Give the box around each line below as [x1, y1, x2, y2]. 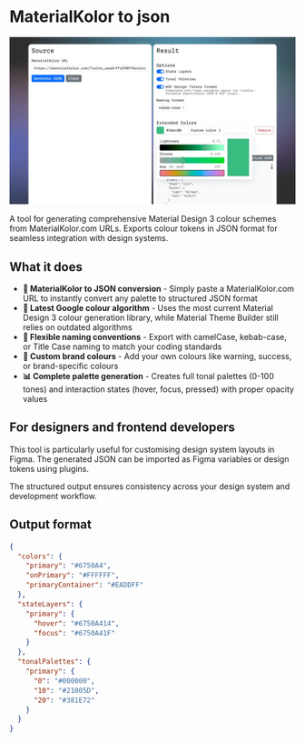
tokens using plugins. [9, 463, 89, 474]
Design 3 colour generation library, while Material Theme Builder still [22, 312, 279, 324]
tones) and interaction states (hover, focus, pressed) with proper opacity [22, 384, 295, 395]
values [22, 394, 48, 405]
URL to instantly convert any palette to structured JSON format [22, 293, 259, 304]
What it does [9, 259, 84, 275]
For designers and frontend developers [9, 420, 236, 436]
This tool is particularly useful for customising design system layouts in [9, 444, 275, 455]
